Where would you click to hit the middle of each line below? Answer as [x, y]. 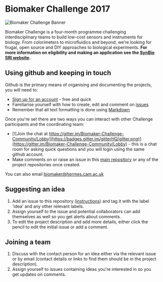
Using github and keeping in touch [58, 73]
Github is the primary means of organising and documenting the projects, [79, 85]
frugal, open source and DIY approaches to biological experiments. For [76, 47]
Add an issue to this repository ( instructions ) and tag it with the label [81, 201]
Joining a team [28, 242]
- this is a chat [143, 144]
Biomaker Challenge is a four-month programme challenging [66, 32]
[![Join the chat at [30, 133]
